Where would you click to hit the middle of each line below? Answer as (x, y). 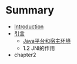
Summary (30, 10)
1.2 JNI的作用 (39, 48)
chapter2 (25, 55)
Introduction (29, 26)
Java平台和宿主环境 (47, 41)
